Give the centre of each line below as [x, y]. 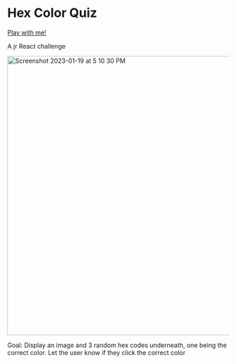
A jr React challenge [36, 46]
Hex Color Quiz [52, 13]
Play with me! [27, 32]
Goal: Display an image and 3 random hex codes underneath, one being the [117, 345]
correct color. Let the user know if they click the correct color [96, 352]
